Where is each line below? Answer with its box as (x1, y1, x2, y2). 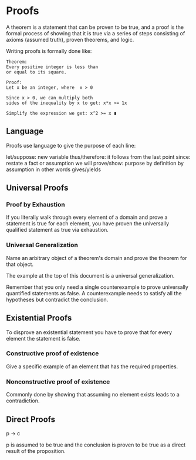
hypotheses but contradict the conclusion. (6, 296, 109, 303)
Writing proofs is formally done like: (6, 47, 92, 54)
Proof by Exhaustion (6, 201, 66, 209)
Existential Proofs (6, 313, 72, 323)
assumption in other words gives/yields (6, 166, 102, 173)
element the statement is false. (6, 335, 81, 342)
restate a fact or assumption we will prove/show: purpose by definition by (6, 159, 184, 166)
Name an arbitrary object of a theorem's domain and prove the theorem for (6, 254, 187, 261)
